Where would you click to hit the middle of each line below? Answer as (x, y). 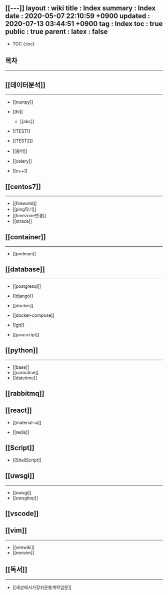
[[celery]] (22, 161)
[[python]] (22, 351)
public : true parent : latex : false (56, 32)
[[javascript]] (26, 334)
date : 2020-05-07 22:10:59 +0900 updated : (77, 16)
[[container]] (25, 237)
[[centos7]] (23, 186)
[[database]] (25, 269)
